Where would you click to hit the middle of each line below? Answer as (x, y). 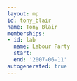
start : (23, 54)
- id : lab (22, 40)
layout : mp (23, 14)
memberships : (26, 33)
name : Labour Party (42, 46)
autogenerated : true (37, 66)
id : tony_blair (29, 20)
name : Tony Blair (33, 27)
